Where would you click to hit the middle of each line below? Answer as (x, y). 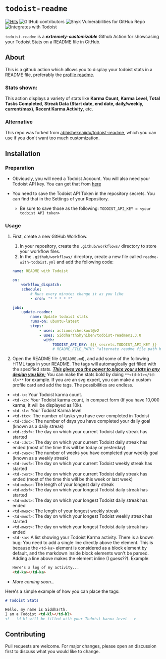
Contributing (25, 634)
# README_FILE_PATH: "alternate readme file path (105, 349)
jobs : (18, 307)
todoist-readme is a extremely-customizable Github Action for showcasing (82, 36)
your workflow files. (40, 251)
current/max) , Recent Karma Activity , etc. (49, 109)
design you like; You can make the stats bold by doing (68, 375)
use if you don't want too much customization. (53, 138)
